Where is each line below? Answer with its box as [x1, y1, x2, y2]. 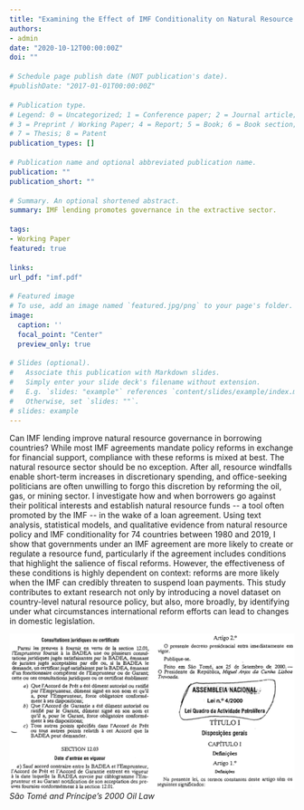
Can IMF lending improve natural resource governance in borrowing [9, 432, 262, 443]
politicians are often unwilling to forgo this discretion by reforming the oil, [9, 480, 282, 491]
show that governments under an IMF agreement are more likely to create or [9, 538, 294, 549]
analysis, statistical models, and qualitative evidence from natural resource [9, 519, 288, 530]
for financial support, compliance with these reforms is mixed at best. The [9, 451, 285, 462]
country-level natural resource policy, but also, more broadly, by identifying [9, 596, 290, 607]
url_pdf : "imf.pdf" [9, 273, 83, 282]
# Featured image [9, 292, 75, 301]
